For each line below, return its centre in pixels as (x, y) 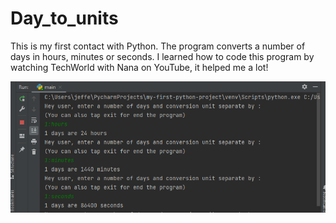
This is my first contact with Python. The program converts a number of (158, 46)
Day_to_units (64, 18)
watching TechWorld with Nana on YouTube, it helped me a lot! (139, 67)
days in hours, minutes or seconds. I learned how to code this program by (162, 56)
